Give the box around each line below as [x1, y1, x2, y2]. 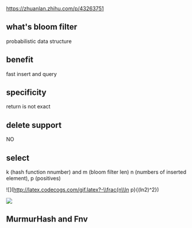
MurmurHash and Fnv [6, 214, 88, 224]
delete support [6, 120, 62, 130]
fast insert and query [6, 70, 57, 77]
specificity [6, 88, 47, 98]
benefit [6, 55, 34, 65]
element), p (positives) [6, 175, 61, 182]
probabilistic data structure [6, 38, 72, 45]
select [6, 153, 30, 163]
